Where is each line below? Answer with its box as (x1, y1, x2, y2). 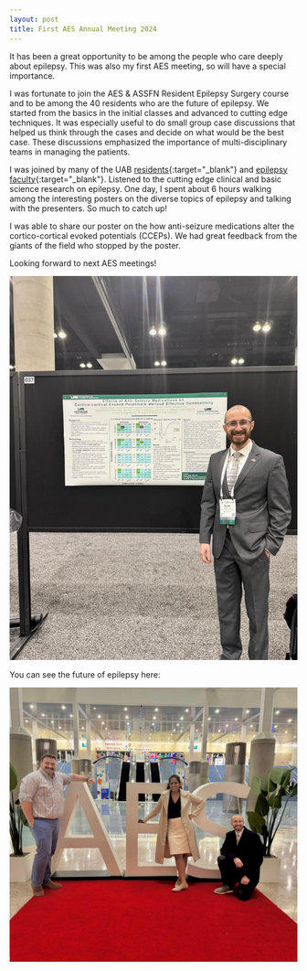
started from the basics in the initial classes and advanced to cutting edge (9, 107, 288, 118)
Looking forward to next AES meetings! (9, 257, 157, 269)
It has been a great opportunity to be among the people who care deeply (9, 50, 283, 61)
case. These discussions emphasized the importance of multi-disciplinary (9, 136, 288, 147)
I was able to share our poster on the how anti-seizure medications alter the (9, 220, 295, 231)
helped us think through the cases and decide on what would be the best (9, 126, 285, 137)
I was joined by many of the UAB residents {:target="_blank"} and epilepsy (9, 164, 288, 175)
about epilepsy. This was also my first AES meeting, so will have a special (9, 60, 286, 71)
